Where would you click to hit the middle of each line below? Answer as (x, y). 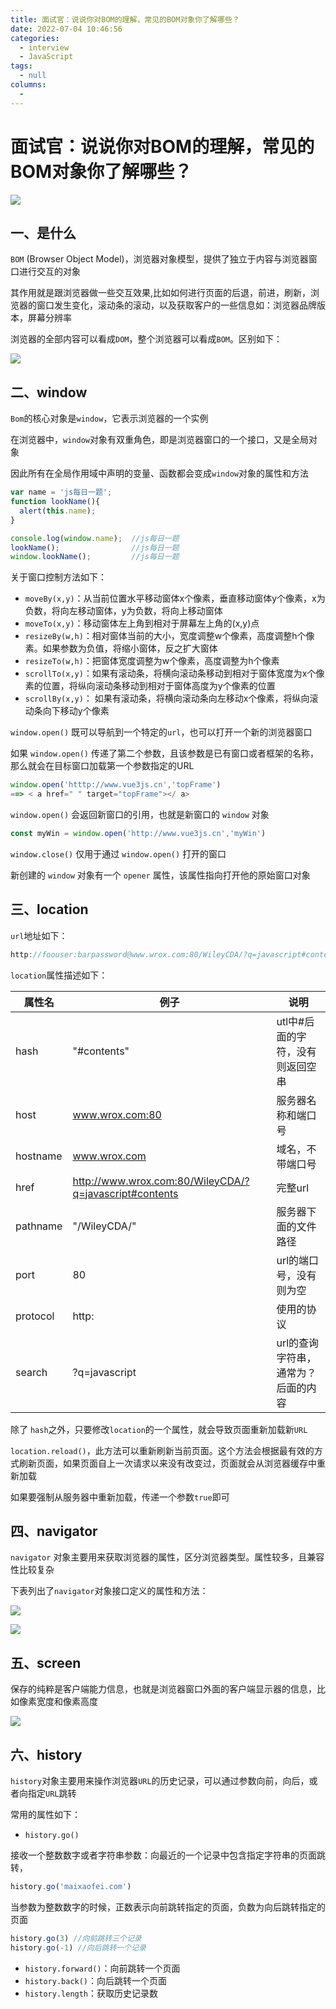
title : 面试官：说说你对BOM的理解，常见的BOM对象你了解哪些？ (125, 19)
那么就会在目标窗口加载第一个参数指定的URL (102, 766)
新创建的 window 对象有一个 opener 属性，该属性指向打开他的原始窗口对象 (160, 875)
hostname (39, 1156)
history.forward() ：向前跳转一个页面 (102, 1968)
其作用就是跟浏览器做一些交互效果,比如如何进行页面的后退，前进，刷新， (161, 293)
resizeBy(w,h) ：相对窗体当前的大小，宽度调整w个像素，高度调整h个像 (169, 636)
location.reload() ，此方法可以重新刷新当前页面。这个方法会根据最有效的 (162, 1450)
